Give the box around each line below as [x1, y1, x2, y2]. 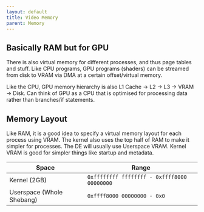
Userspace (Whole [9, 188, 63, 196]
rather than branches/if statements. [6, 96, 95, 104]
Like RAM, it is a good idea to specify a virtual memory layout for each [6, 130, 182, 137]
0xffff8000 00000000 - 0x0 [87, 193, 166, 199]
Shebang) [9, 196, 38, 204]
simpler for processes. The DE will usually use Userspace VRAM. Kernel [6, 143, 186, 150]
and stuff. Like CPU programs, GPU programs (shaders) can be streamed [6, 65, 189, 73]
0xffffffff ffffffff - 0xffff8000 [87, 174, 187, 181]
